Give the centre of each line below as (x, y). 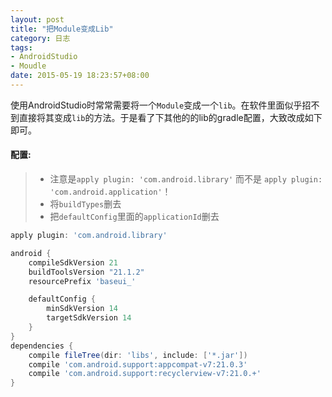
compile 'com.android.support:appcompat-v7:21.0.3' (138, 364)
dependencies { (42, 346)
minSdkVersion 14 (82, 309)
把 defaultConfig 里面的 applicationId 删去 (134, 217)
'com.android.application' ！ (110, 192)
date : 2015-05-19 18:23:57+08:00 (80, 76)
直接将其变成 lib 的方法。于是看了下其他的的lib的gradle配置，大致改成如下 (170, 117)
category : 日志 (40, 38)
